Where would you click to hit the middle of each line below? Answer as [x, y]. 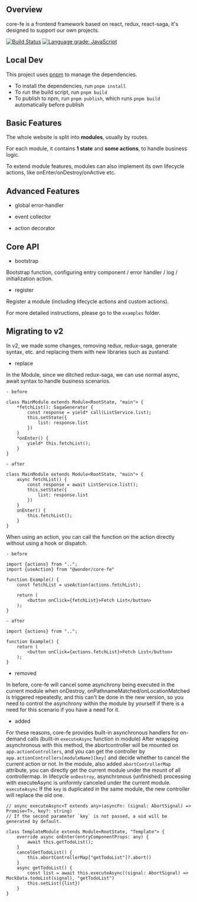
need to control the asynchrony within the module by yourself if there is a [95, 703]
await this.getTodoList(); [60, 842]
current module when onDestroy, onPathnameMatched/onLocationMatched [98, 691]
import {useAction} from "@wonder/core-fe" [60, 569]
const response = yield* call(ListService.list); [89, 412]
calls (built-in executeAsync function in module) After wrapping [103, 739]
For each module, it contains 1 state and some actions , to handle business [97, 149]
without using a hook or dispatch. [47, 543]
